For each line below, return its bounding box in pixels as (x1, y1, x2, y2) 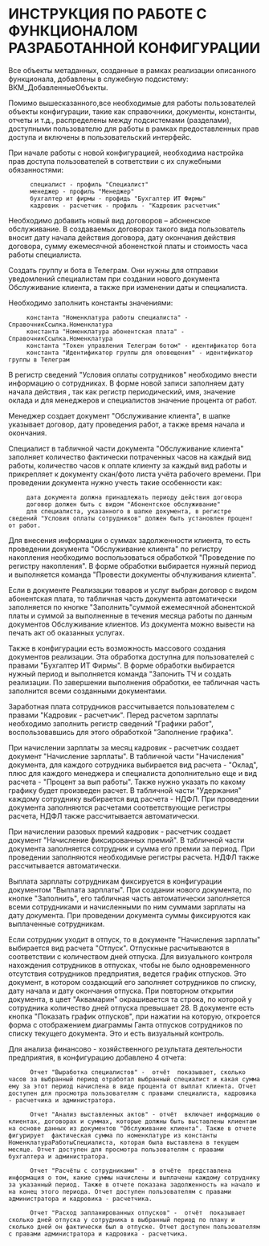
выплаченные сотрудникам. (8, 919, 105, 929)
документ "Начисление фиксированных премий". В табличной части (8, 835, 245, 844)
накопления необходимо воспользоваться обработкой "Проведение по (8, 552, 255, 562)
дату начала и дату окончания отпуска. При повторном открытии (8, 986, 234, 995)
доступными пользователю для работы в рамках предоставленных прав (8, 124, 259, 133)
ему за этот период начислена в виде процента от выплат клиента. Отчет (8, 1082, 257, 1090)
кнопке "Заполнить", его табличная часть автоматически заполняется (8, 893, 251, 903)
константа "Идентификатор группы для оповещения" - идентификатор (26, 349, 253, 357)
